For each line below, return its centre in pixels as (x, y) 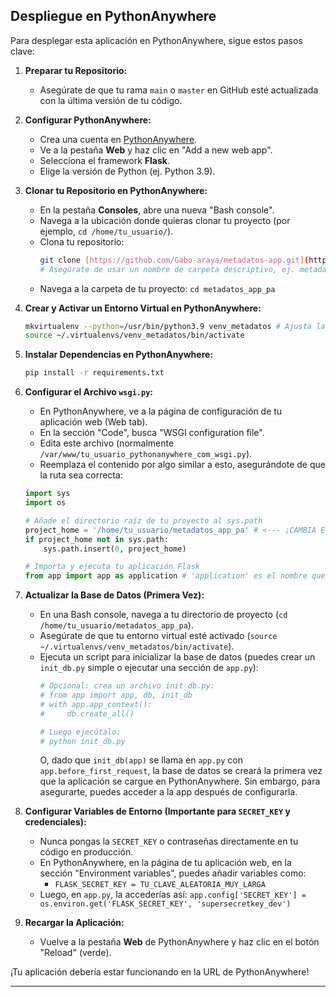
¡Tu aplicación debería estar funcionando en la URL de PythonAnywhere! (160, 972)
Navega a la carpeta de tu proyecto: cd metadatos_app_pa (157, 288)
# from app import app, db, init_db (116, 695)
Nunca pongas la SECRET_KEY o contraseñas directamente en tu (169, 841)
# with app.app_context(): (96, 704)
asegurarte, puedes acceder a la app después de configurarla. (168, 792)
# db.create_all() (87, 714)
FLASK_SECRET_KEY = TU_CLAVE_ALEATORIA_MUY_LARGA (160, 885)
